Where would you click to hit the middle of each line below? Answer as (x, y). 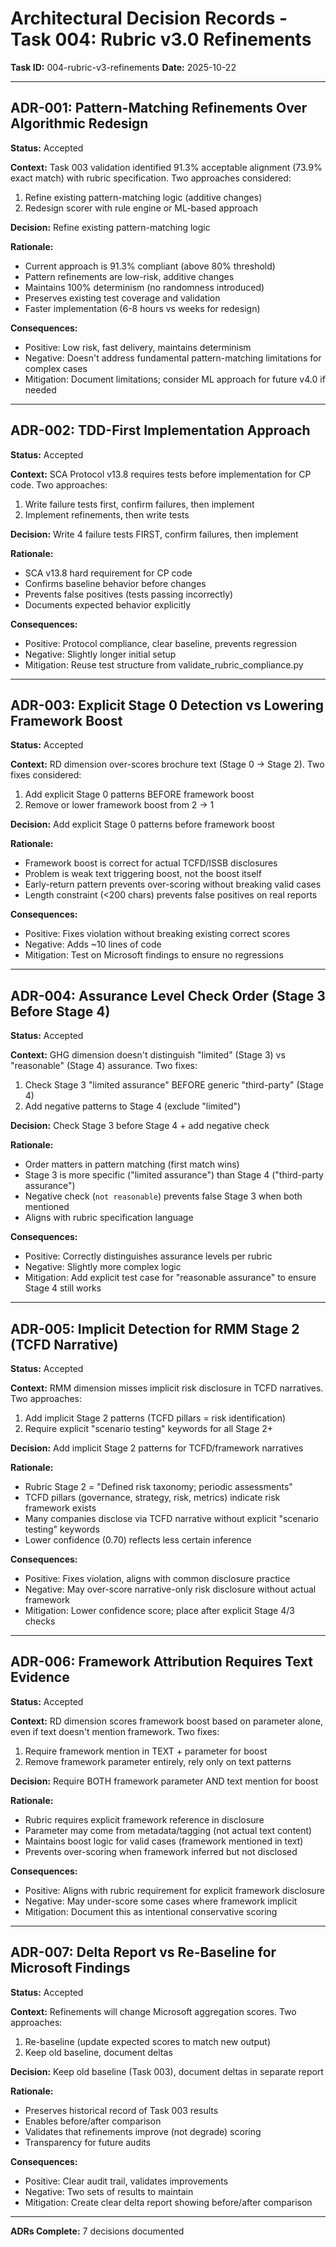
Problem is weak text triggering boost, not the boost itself (143, 874)
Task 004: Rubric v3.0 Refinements (161, 39)
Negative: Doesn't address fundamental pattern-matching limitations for (173, 358)
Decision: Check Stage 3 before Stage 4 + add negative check (140, 1126)
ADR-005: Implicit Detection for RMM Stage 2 (155, 1328)
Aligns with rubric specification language (109, 1218)
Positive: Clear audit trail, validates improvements (126, 2181)
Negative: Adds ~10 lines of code (93, 944)
